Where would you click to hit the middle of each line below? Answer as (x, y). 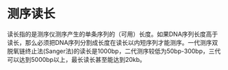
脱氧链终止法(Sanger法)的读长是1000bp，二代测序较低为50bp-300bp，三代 (114, 51)
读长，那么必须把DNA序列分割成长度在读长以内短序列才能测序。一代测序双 (113, 42)
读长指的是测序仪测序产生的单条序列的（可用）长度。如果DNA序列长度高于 (113, 34)
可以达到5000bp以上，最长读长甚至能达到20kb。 (76, 59)
